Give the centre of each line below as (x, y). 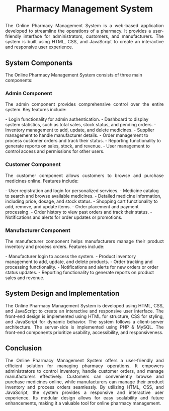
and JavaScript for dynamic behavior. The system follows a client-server (84, 321)
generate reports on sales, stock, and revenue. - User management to (77, 146)
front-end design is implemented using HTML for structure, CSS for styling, (84, 316)
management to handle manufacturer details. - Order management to (77, 135)
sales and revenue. (25, 278)
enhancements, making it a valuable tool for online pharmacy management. (83, 403)
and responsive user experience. (39, 47)
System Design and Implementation (62, 294)
